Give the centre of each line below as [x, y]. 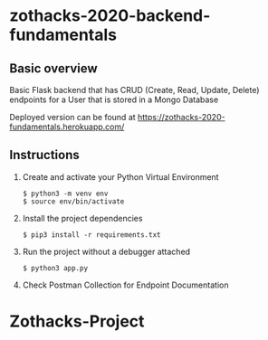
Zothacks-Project [77, 321]
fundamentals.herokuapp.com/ [67, 127]
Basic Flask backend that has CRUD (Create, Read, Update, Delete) [134, 90]
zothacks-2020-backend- [110, 16]
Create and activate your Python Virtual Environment [120, 176]
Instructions [44, 155]
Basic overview [53, 68]
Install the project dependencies [82, 218]
